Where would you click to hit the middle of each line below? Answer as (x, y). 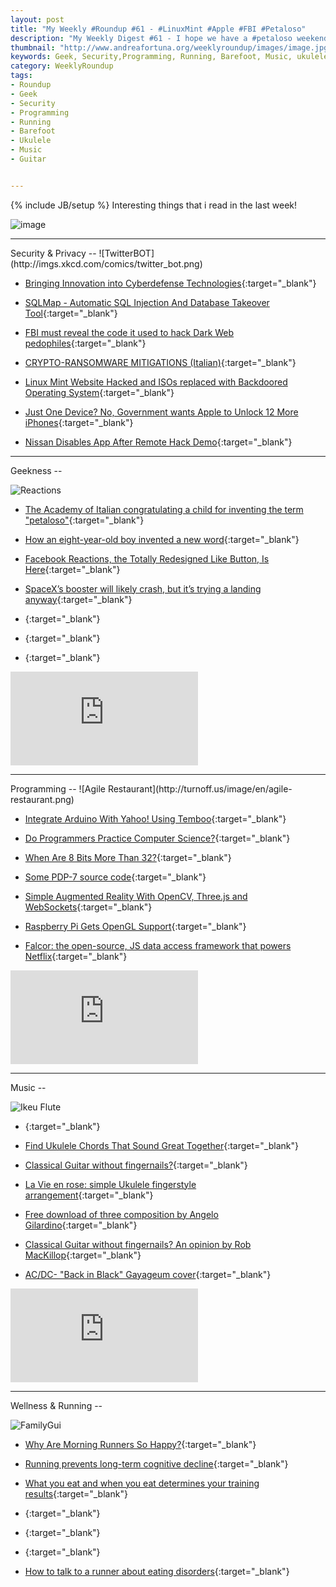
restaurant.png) (42, 799)
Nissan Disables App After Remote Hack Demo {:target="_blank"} (158, 442)
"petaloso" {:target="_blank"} (84, 520)
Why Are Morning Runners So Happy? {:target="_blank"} (140, 1444)
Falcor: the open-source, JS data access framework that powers (158, 945)
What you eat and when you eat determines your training (142, 1483)
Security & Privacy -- (53, 253)
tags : (21, 76)
